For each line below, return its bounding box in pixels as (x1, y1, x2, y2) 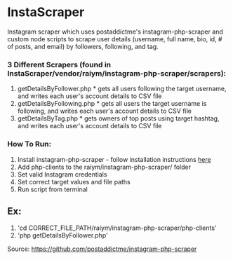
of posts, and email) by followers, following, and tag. (7, 42, 159, 50)
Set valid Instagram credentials (17, 170, 107, 179)
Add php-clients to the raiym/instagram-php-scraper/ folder (17, 163, 192, 171)
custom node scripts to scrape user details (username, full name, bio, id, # (7, 34, 222, 43)
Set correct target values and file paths (17, 177, 131, 186)
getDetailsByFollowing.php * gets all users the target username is (17, 100, 207, 108)
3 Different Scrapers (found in (7, 60, 112, 69)
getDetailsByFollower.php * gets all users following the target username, (17, 85, 227, 93)
